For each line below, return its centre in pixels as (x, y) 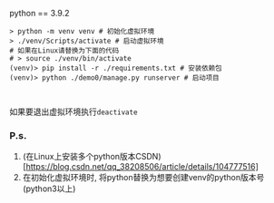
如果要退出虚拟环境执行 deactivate (73, 111)
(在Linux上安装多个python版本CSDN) (92, 157)
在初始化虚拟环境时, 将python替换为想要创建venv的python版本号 (143, 178)
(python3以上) (49, 188)
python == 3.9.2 (39, 13)
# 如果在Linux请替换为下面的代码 (64, 51)
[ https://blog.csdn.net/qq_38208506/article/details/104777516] (140, 167)
